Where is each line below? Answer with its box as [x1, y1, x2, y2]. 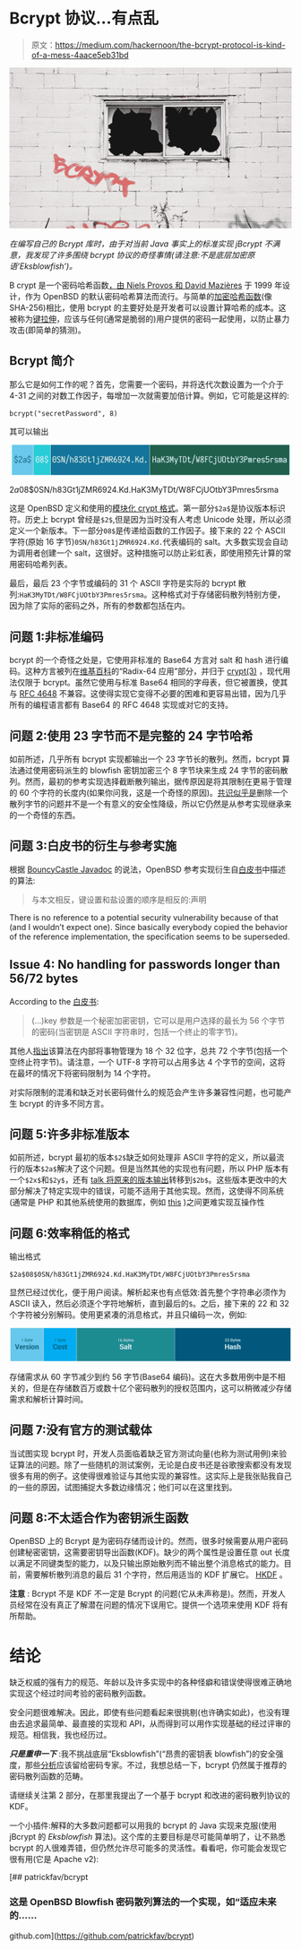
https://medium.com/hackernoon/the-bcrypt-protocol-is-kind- [55, 39, 286, 50]
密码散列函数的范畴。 [9, 1771, 88, 1782]
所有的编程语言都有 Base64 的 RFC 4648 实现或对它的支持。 [9, 700, 233, 711]
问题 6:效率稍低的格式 [9, 1225, 130, 1241]
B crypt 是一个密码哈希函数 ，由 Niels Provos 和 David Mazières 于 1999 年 [9, 280, 283, 290]
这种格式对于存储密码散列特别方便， [150, 589, 285, 600]
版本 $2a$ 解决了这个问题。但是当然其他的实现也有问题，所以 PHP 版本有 [24, 1163, 289, 1174]
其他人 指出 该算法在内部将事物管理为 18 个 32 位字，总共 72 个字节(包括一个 [9, 1045, 288, 1056]
